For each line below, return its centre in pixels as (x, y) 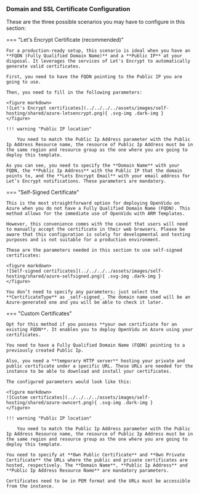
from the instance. (30, 486)
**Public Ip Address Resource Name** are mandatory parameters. (88, 471)
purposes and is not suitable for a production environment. (84, 240)
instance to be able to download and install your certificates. (89, 372)
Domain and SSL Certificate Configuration (68, 9)
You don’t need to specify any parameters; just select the (83, 292)
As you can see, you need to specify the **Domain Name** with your (93, 166)
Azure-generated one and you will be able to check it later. (85, 302)
